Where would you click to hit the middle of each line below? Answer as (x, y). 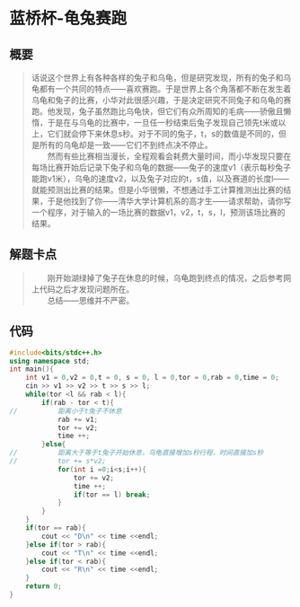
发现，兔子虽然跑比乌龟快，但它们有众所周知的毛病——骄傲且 (169, 111)
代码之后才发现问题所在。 (87, 289)
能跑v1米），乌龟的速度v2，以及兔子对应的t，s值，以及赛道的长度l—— (160, 179)
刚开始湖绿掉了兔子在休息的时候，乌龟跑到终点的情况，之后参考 (165, 277)
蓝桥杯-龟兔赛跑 (68, 18)
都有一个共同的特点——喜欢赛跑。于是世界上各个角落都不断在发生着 (165, 89)
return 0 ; (44, 586)
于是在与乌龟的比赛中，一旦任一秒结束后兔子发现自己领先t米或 (163, 123)
